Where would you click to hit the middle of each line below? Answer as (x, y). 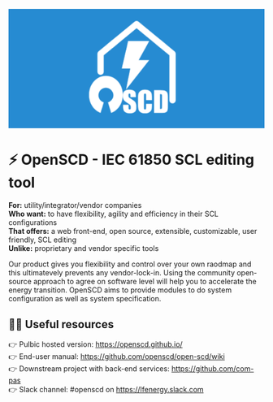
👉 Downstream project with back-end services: (89, 368)
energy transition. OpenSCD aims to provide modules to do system (120, 290)
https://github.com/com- (212, 368)
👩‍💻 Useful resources (61, 324)
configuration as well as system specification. (85, 299)
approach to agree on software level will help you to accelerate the (145, 282)
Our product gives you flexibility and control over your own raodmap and (130, 264)
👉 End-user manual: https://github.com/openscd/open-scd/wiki (117, 356)
